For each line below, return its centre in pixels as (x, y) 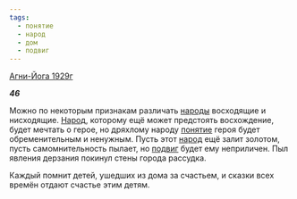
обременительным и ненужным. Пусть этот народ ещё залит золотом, (144, 139)
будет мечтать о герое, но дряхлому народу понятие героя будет (135, 129)
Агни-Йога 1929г (41, 76)
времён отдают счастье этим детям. (80, 185)
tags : (19, 17)
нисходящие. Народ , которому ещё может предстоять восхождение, (142, 120)
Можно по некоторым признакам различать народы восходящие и (138, 111)
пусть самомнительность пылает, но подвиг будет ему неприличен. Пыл (149, 149)
